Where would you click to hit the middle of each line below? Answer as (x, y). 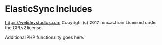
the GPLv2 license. (24, 27)
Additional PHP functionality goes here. (45, 37)
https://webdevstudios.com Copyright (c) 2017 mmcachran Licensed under (81, 22)
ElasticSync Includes (49, 9)
